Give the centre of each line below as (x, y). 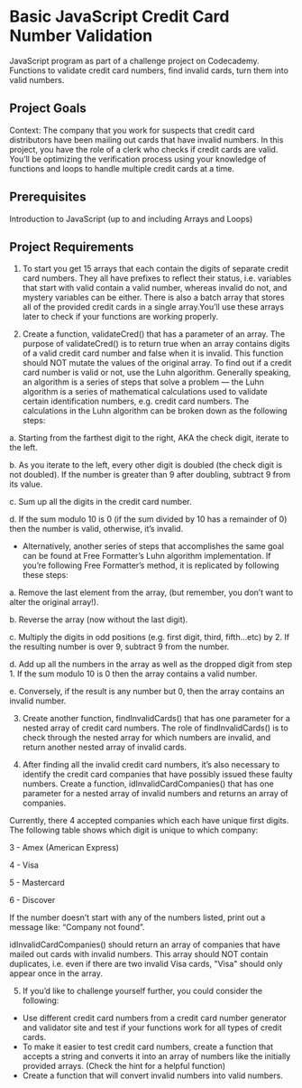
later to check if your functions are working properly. (120, 317)
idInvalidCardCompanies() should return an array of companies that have (145, 944)
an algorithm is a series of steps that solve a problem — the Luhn (143, 382)
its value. (26, 484)
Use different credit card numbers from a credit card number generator (154, 1018)
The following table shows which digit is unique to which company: (134, 830)
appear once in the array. (56, 973)
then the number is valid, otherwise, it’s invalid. (96, 529)
